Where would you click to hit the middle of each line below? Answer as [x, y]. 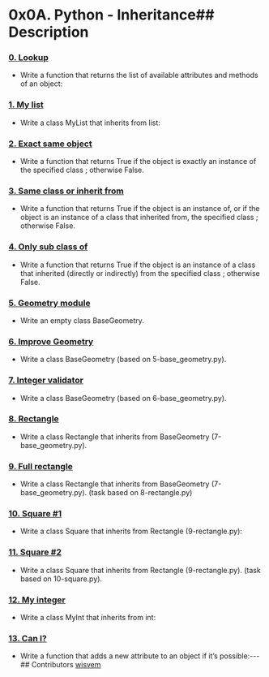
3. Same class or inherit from [66, 191]
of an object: [41, 84]
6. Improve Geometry [51, 341]
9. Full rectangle [41, 466]
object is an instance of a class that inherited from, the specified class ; [139, 218]
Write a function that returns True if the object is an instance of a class [138, 265]
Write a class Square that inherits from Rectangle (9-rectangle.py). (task [140, 570]
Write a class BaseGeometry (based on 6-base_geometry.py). [123, 398]
